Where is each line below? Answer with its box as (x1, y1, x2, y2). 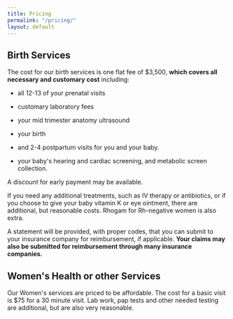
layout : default (7, 23, 55, 30)
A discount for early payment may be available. (7, 178, 143, 186)
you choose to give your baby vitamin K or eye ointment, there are (7, 199, 198, 208)
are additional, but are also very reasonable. (7, 304, 134, 312)
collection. (17, 164, 48, 172)
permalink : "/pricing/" (7, 17, 77, 24)
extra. (7, 214, 24, 222)
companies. (7, 250, 43, 258)
